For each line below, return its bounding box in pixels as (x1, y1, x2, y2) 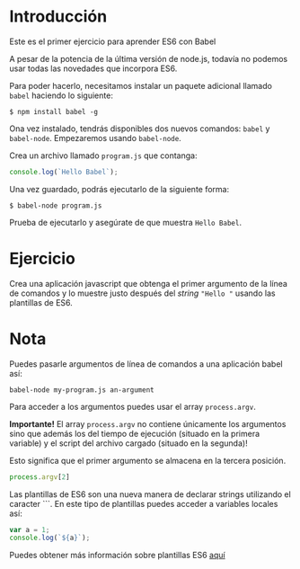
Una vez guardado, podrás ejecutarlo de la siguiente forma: (9, 183, 230, 194)
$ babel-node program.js (9, 200, 102, 210)
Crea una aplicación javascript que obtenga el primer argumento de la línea (9, 278, 287, 289)
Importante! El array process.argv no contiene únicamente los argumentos (9, 418, 287, 429)
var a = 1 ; (9, 525, 50, 534)
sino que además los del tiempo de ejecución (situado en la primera (9, 428, 260, 439)
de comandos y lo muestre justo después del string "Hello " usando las (9, 288, 276, 298)
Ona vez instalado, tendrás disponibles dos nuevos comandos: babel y (9, 123, 270, 134)
